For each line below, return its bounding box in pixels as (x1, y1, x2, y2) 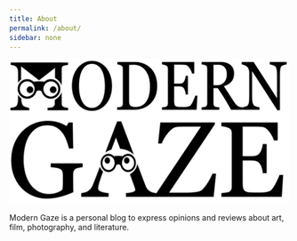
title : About (9, 14, 58, 23)
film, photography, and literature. (9, 222, 130, 233)
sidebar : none (9, 33, 62, 42)
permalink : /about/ (9, 23, 82, 33)
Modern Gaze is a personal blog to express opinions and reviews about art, (9, 213, 285, 223)
